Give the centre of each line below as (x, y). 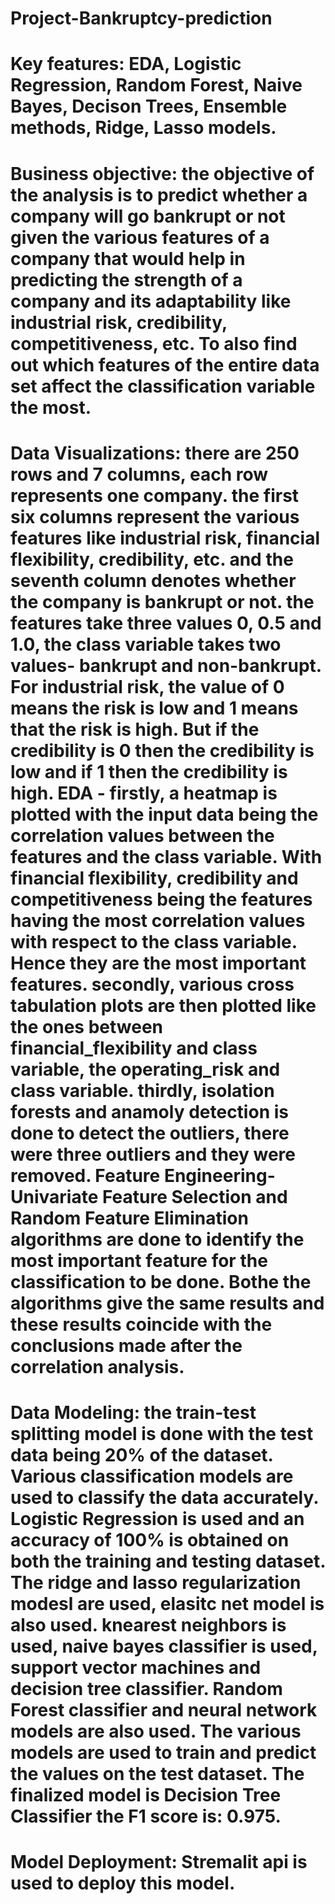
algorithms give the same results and (167, 1303)
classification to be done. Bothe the (161, 1281)
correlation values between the (142, 835)
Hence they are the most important (158, 963)
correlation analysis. (97, 1366)
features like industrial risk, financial (165, 538)
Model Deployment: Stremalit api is (159, 1862)
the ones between (87, 1026)
